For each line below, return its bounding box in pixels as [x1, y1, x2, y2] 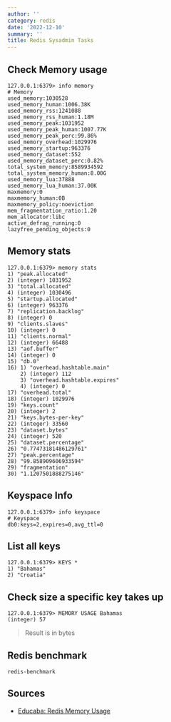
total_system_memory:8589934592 [7, 163, 103, 171]
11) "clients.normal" [7, 332, 72, 340]
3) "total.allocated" [7, 283, 72, 290]
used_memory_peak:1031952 [7, 119, 84, 127]
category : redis [7, 17, 56, 24]
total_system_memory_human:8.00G [7, 169, 107, 177]
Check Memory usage [7, 63, 108, 76]
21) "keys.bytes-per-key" [7, 414, 84, 421]
